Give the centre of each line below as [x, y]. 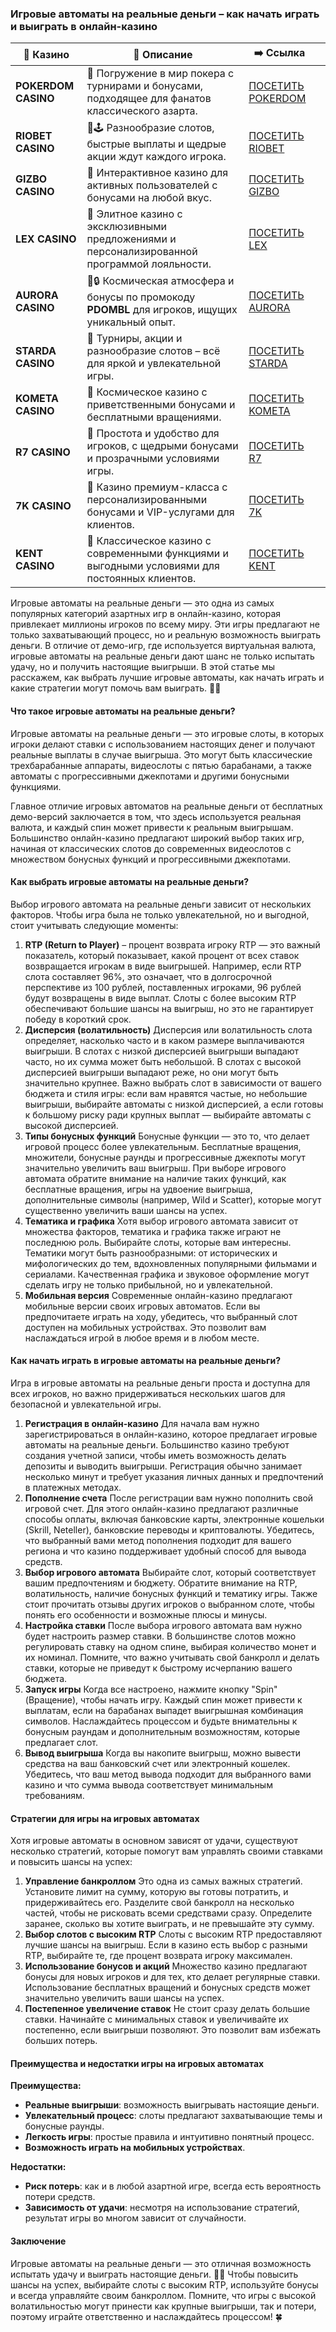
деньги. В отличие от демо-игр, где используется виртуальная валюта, [163, 646]
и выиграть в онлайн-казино [84, 26]
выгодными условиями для [153, 566]
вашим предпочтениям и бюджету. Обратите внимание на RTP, [161, 1583]
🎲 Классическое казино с [149, 541]
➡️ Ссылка [279, 53]
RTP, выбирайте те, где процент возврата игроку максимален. [158, 1956]
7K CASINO [43, 506]
